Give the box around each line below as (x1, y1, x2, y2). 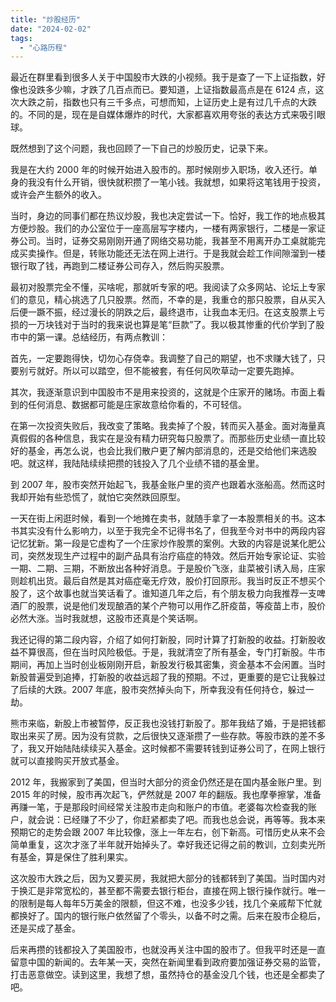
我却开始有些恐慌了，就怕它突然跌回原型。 (10, 491, 186, 503)
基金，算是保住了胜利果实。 (18, 851, 133, 863)
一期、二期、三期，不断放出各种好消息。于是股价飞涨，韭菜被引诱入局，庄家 (10, 562, 326, 575)
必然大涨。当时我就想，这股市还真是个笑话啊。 (10, 612, 203, 625)
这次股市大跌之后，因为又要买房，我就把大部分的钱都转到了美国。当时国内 (10, 872, 317, 885)
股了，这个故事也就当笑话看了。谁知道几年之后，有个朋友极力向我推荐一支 (10, 587, 317, 600)
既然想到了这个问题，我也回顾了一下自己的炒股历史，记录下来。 (10, 142, 273, 155)
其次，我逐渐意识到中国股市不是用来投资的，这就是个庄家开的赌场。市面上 (10, 386, 317, 398)
